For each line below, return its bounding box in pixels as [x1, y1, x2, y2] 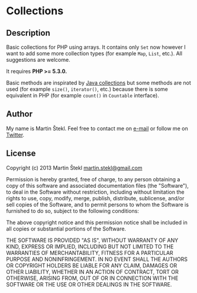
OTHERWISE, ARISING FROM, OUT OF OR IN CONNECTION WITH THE [6, 275, 179, 282]
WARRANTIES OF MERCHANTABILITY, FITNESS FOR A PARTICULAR [6, 249, 173, 256]
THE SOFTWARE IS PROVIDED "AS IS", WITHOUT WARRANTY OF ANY [6, 237, 179, 244]
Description [6, 28, 50, 38]
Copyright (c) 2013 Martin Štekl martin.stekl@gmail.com [6, 164, 143, 171]
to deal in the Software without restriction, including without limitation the [6, 188, 185, 196]
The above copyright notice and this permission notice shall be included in [6, 219, 188, 226]
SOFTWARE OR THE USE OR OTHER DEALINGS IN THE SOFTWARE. [6, 281, 172, 288]
